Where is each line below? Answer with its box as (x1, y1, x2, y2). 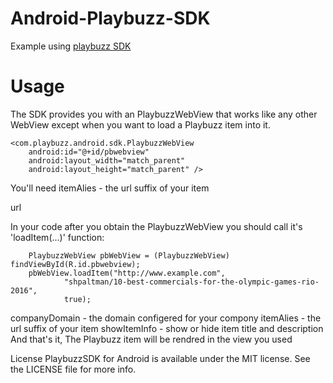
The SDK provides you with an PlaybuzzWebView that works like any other (10, 108, 318, 120)
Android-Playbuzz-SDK (10, 7, 211, 30)
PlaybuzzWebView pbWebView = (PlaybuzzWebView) (28, 250, 230, 261)
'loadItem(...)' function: (10, 231, 105, 243)
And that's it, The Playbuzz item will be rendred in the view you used (10, 333, 293, 345)
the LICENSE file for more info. (10, 363, 137, 375)
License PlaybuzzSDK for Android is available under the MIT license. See (10, 352, 311, 364)
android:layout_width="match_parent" (28, 155, 186, 166)
